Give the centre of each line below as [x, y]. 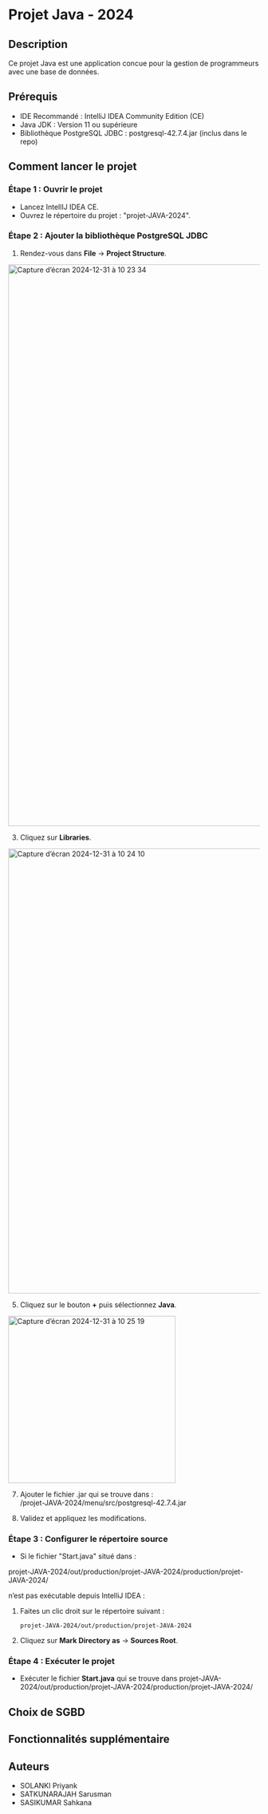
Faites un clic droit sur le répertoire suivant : [92, 1611]
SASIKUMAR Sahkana [56, 1802]
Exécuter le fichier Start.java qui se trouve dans [99, 1678]
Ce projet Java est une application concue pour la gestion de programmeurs [134, 63]
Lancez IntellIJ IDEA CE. [59, 207]
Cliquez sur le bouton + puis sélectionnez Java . [98, 1304]
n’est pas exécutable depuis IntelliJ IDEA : [77, 1596]
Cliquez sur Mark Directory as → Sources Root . [99, 1641]
